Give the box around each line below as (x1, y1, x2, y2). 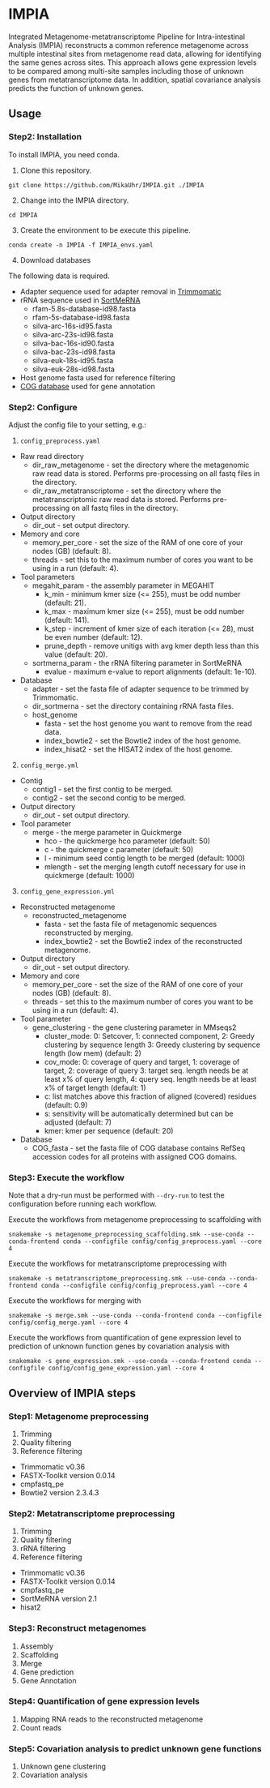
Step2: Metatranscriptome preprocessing (8, 1507, 175, 1519)
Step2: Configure (8, 401, 78, 413)
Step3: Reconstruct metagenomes (8, 1623, 147, 1634)
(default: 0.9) (44, 1100, 88, 1109)
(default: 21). (44, 598, 86, 607)
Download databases (19, 255, 91, 264)
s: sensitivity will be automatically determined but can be (44, 1108, 234, 1118)
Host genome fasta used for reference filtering (19, 372, 175, 382)
